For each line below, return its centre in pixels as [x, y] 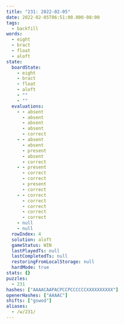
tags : [13, 23]
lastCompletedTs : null [40, 256]
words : [14, 34]
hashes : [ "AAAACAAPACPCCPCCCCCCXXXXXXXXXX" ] [62, 290]
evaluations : [28, 106]
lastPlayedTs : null [36, 251]
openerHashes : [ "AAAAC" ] [37, 295]
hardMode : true [30, 268]
